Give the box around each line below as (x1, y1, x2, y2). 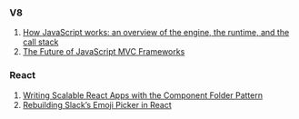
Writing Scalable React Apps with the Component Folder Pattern (22, 89, 264, 101)
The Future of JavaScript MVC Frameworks (22, 46, 185, 57)
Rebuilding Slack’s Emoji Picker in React (22, 99, 172, 110)
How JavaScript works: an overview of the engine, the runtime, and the (22, 27, 290, 38)
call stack (22, 36, 59, 47)
